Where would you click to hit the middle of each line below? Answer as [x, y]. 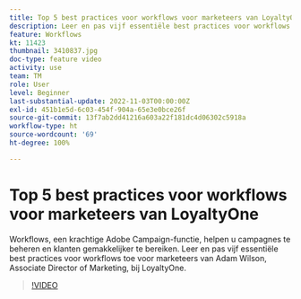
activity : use [36, 68]
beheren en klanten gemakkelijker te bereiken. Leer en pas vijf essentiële [144, 249]
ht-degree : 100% [39, 143]
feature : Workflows [46, 34]
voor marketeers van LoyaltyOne [134, 214]
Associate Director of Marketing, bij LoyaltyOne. [98, 268]
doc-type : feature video [56, 59]
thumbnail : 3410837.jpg [54, 51]
